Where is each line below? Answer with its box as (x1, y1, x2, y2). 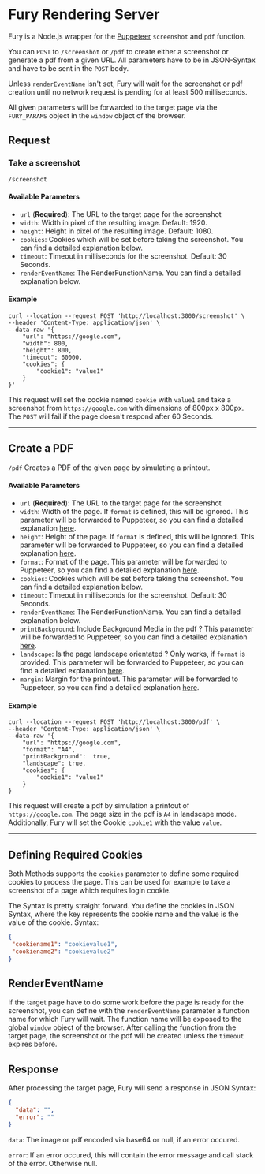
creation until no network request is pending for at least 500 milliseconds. (8, 87, 248, 96)
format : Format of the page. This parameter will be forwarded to (19, 557, 227, 567)
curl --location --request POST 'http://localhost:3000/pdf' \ (8, 718, 221, 726)
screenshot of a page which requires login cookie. (8, 885, 171, 896)
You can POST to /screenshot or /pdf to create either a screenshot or (8, 47, 229, 56)
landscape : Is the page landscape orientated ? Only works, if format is (19, 649, 246, 659)
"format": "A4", (22, 746, 77, 754)
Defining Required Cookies (8, 848, 144, 861)
